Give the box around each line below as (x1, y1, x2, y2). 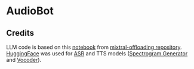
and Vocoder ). (6, 57, 42, 63)
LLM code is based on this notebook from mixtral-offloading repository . (6, 43, 182, 51)
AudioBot (6, 4, 54, 18)
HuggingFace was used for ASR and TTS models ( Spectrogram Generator (6, 50, 188, 57)
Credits (6, 28, 35, 38)
